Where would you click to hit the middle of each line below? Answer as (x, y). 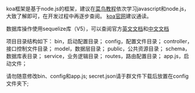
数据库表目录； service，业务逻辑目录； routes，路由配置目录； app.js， (95, 56)
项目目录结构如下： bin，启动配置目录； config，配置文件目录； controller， (99, 41)
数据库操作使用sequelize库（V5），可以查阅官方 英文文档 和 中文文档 (88, 29)
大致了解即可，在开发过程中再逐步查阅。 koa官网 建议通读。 (79, 16)
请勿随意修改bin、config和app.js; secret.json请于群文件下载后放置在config (97, 76)
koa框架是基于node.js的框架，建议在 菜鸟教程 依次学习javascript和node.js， (98, 9)
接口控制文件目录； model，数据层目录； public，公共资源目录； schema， (98, 49)
